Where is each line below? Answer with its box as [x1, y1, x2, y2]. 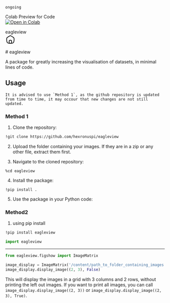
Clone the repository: [12, 124, 57, 130]
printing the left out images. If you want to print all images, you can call [5, 282, 153, 288]
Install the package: [12, 177, 54, 183]
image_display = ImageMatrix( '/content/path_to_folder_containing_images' [5, 262, 166, 267]
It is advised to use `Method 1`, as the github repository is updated [5, 92, 159, 97]
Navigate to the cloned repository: [12, 158, 84, 164]
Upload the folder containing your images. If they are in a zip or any [12, 143, 153, 149]
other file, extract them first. [12, 149, 71, 155]
